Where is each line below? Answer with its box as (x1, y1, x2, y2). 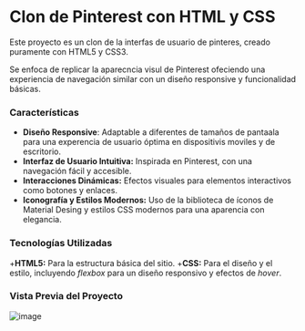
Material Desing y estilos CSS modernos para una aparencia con (22, 204, 265, 215)
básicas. (9, 83, 41, 94)
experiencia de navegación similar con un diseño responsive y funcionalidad (9, 73, 297, 84)
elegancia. (22, 214, 62, 225)
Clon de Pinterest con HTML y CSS (9, 6, 276, 27)
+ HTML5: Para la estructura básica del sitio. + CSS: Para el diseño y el (9, 257, 273, 268)
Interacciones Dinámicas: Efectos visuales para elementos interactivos (22, 175, 291, 186)
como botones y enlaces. (22, 185, 118, 196)
